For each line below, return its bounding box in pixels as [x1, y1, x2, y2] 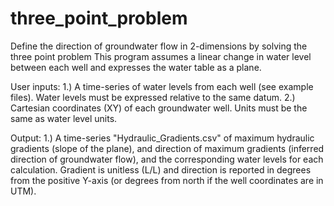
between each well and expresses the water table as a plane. [10, 61, 262, 73]
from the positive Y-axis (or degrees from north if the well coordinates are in [10, 174, 324, 186]
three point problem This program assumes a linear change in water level [10, 50, 312, 62]
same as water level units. [10, 112, 118, 124]
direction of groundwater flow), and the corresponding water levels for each [10, 153, 324, 165]
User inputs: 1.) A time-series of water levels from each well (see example [10, 80, 314, 92]
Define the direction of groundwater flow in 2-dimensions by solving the [10, 40, 308, 52]
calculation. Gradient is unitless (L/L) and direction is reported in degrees [10, 163, 312, 176]
